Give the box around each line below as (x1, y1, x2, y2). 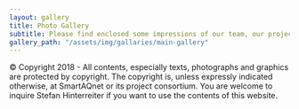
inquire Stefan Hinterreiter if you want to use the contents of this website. (9, 90, 279, 101)
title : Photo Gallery (9, 21, 90, 30)
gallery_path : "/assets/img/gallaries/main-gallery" (9, 37, 209, 47)
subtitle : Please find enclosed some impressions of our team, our (9, 29, 265, 38)
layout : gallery (9, 12, 69, 22)
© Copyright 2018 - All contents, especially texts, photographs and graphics (9, 62, 289, 73)
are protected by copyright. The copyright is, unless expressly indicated (9, 72, 273, 82)
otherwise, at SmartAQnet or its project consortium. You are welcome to (9, 81, 273, 91)
